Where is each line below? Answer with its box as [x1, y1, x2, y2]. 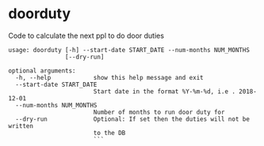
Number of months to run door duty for [93, 108, 225, 116]
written [8, 122, 34, 130]
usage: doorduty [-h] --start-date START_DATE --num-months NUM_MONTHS [8, 46, 250, 54]
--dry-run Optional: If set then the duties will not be [15, 115, 250, 123]
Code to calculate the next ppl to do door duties [8, 31, 165, 40]
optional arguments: [8, 66, 77, 75]
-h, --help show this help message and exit [15, 73, 204, 81]
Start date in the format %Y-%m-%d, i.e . [93, 88, 236, 95]
